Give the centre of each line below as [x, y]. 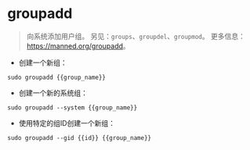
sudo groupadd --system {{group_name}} [72, 107]
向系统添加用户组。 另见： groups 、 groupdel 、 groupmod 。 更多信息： [136, 36]
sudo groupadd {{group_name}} [57, 77]
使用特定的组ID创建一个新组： [67, 123]
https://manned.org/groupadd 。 [78, 46]
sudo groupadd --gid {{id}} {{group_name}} [80, 137]
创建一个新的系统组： [53, 93]
